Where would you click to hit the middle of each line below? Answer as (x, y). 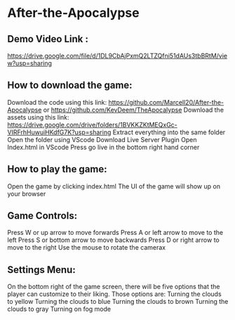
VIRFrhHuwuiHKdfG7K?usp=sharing (59, 132)
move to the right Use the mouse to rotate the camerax (87, 248)
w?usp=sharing (30, 63)
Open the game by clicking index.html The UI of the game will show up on (114, 186)
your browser (27, 193)
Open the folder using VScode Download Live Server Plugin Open (102, 139)
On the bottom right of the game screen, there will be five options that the (114, 287)
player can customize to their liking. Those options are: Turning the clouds (115, 294)
